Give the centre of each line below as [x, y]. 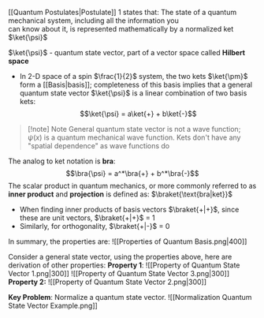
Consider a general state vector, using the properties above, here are [120, 257]
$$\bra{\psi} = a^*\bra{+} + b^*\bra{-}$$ [132, 173]
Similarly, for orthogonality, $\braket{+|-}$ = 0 [95, 226]
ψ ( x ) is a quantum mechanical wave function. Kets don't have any [134, 137]
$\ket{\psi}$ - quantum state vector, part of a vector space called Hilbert [127, 52]
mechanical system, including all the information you [93, 21]
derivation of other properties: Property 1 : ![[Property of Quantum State [124, 265]
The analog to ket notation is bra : [62, 161]
